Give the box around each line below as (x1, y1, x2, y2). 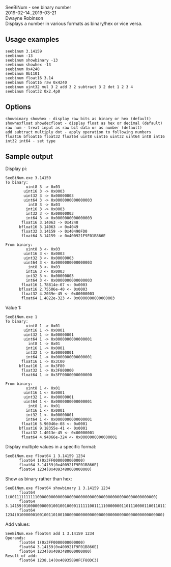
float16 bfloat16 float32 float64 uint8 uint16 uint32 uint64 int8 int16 (5, 134, 165, 139)
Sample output (5, 152, 53, 161)
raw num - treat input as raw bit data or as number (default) (5, 125, 142, 130)
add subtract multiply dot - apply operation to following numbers (5, 129, 152, 134)
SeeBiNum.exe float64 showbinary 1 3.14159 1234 (5, 486, 110, 491)
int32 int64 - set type (5, 138, 56, 144)
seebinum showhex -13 (5, 62, 51, 67)
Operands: (5, 535, 26, 541)
